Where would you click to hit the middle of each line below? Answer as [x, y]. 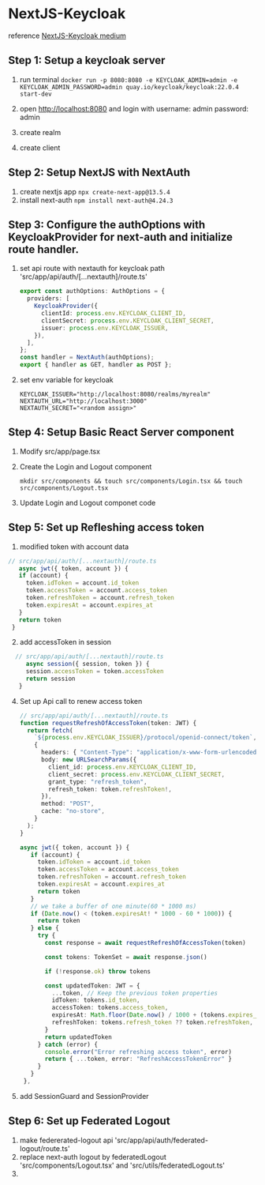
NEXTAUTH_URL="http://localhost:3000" [83, 401]
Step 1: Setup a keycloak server [87, 60]
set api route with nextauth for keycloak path [92, 269]
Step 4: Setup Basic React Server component [121, 433]
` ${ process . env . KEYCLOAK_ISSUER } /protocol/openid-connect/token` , [146, 738]
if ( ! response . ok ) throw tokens [98, 971]
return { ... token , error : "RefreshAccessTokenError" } [138, 1059]
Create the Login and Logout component [86, 466]
